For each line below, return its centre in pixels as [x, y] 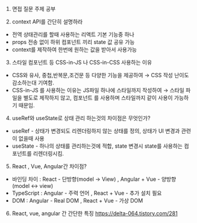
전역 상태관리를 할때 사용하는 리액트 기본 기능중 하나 [73, 34]
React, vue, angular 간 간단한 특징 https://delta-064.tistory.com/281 [95, 213]
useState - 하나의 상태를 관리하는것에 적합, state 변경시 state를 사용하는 [97, 146]
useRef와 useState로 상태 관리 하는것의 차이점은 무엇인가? [81, 118]
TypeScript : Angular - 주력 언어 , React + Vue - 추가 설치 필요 [87, 193]
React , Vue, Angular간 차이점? [49, 166]
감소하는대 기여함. [33, 83]
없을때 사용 [31, 138]
